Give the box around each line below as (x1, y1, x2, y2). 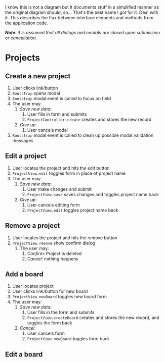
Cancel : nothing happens (27, 256, 79, 261)
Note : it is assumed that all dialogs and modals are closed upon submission (5, 30, 160, 35)
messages (12, 138, 34, 143)
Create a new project (5, 72, 71, 80)
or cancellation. (5, 35, 37, 41)
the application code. (5, 20, 48, 26)
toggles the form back (27, 320, 73, 326)
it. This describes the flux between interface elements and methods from (5, 15, 154, 20)
